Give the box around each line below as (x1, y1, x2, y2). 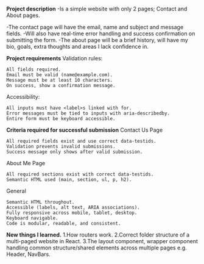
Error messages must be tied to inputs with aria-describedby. (6, 110, 171, 116)
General (6, 187, 26, 194)
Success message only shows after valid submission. (6, 149, 143, 155)
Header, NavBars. (6, 251, 51, 258)
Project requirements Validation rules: (6, 55, 103, 62)
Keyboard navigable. (6, 215, 59, 221)
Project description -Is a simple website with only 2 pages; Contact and (6, 5, 188, 12)
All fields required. (6, 66, 62, 73)
